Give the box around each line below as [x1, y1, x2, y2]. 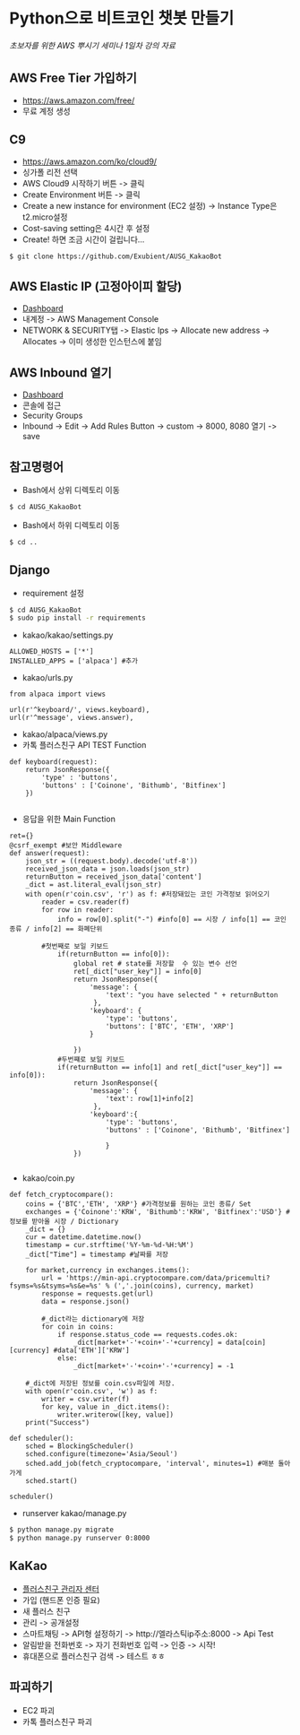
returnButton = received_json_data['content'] [25, 872, 202, 881]
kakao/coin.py [21, 1173, 75, 1184]
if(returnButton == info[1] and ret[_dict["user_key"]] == [56, 1063, 282, 1072]
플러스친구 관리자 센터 [21, 1583, 100, 1594]
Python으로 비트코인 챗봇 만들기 [9, 8, 235, 29]
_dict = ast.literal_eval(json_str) [25, 881, 163, 889]
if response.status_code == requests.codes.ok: [56, 1331, 239, 1340]
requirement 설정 [21, 587, 85, 598]
